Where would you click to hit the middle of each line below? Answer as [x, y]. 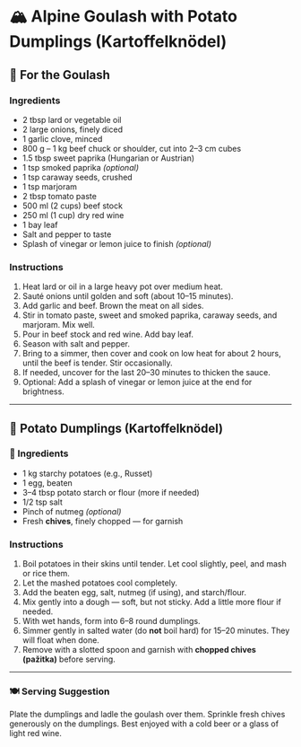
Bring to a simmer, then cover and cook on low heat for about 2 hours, [151, 354]
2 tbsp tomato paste [59, 196]
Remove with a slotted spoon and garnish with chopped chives [139, 650]
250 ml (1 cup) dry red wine [73, 215]
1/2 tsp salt [42, 502]
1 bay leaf [40, 224]
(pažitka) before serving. [69, 659]
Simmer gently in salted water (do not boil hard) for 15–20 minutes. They [156, 631]
